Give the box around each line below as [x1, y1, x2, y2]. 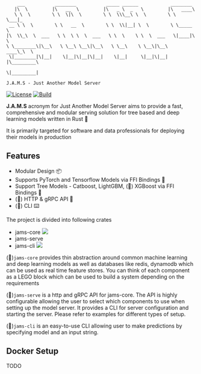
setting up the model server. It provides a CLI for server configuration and [6, 304, 189, 311]
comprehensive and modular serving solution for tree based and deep [6, 109, 180, 116]
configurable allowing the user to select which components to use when [6, 297, 185, 305]
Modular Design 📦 [14, 167, 62, 175]
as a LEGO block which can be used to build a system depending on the [6, 273, 185, 280]
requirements [6, 279, 40, 286]
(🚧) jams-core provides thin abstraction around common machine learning [6, 254, 188, 261]
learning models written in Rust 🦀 [6, 115, 88, 122]
